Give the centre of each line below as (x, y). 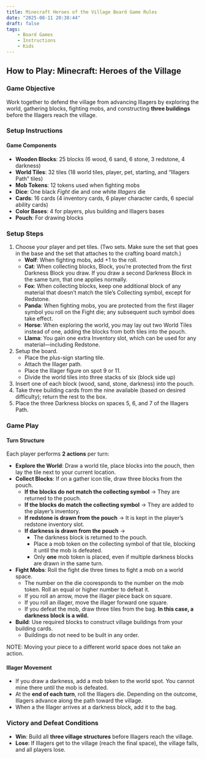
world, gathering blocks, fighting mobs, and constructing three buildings (99, 109)
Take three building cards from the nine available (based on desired (100, 390)
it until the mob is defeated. (68, 551)
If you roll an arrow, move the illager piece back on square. (98, 596)
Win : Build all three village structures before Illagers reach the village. (104, 736)
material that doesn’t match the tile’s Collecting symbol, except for (108, 292)
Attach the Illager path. (53, 364)
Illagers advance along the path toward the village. (79, 701)
